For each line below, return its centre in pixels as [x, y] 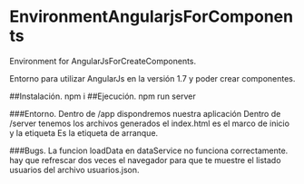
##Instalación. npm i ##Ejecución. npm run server [103, 96]
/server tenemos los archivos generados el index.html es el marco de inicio [150, 123]
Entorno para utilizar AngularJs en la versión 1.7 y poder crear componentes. [152, 78]
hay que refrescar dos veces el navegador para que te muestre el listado [145, 160]
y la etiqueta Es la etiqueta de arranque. [84, 132]
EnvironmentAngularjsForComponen [151, 17]
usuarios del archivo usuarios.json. [74, 169]
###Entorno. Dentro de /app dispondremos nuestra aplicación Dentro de [145, 113]
